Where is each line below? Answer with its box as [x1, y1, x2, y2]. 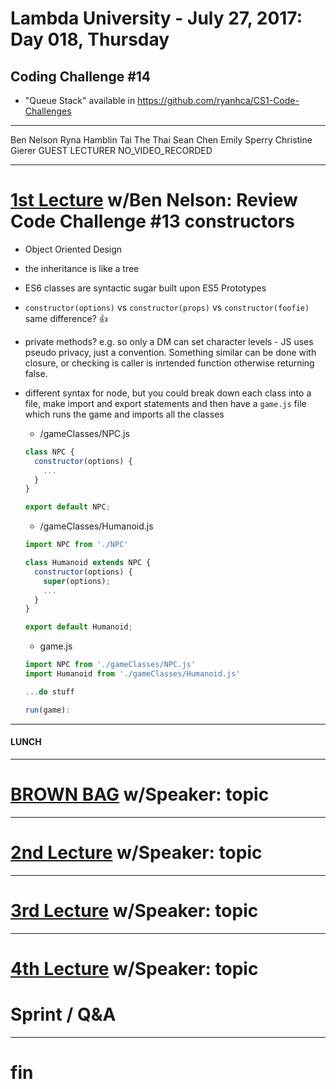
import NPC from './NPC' [24, 540, 129, 550]
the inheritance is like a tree [24, 262, 140, 274]
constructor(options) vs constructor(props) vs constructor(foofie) [24, 301, 310, 313]
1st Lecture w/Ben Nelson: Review [10, 189, 298, 212]
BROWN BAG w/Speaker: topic [10, 783, 270, 806]
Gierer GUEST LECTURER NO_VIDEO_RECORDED [10, 145, 213, 156]
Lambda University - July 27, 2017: [10, 7, 303, 30]
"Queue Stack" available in [24, 95, 136, 106]
